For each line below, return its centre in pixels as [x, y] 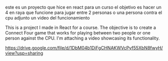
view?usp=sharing [24, 53]
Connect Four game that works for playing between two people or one [78, 33]
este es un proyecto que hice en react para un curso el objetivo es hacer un [83, 7]
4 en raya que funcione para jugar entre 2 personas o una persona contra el [83, 12]
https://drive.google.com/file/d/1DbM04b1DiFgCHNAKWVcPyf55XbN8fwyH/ [84, 48]
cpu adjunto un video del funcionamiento [48, 18]
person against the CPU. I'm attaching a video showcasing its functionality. [82, 38]
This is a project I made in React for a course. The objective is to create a [81, 27]
